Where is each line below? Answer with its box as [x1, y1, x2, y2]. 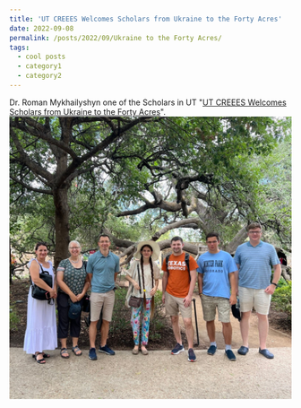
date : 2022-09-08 [9, 23, 74, 33]
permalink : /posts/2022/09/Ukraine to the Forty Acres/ [9, 33, 222, 42]
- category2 [17, 72, 63, 81]
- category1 [17, 62, 63, 71]
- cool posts [17, 52, 66, 62]
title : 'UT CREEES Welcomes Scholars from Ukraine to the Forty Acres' [9, 14, 282, 23]
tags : [9, 43, 30, 52]
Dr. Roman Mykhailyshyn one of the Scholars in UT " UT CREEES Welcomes [9, 97, 287, 108]
